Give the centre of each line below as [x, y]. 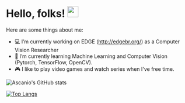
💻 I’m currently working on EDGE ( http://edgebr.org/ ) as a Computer [97, 42]
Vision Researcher [36, 50]
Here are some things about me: [45, 30]
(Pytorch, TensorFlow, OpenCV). [53, 62]
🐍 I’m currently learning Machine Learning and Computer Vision [91, 56]
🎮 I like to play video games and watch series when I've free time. [94, 69]
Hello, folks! [36, 14]
